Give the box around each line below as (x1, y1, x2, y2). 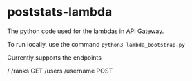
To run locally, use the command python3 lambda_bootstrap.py (7, 40, 185, 48)
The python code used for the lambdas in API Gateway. (7, 27, 164, 35)
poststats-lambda (7, 4, 113, 20)
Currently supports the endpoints (7, 53, 102, 62)
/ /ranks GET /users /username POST (7, 67, 113, 75)
